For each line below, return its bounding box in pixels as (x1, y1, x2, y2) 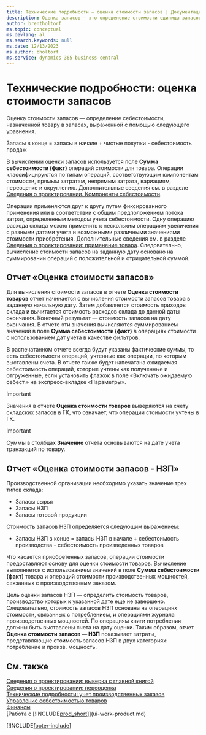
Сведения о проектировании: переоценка (6, 684, 116, 691)
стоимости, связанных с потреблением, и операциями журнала (6, 611, 175, 618)
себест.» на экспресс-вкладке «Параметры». (6, 379, 127, 386)
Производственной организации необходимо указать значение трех (6, 480, 187, 487)
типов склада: (6, 486, 44, 494)
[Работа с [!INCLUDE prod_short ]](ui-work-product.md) (6, 710, 146, 717)
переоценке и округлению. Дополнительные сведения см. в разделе (6, 183, 188, 191)
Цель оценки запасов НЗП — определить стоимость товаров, (6, 591, 169, 599)
